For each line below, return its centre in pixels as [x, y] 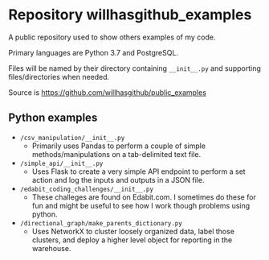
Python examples [53, 118]
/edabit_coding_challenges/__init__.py [87, 189]
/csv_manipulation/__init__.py [72, 138]
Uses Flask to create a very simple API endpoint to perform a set [139, 171]
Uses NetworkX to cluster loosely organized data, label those [133, 231]
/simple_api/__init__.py [61, 163]
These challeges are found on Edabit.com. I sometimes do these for [144, 197]
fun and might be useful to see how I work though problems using [141, 205]
